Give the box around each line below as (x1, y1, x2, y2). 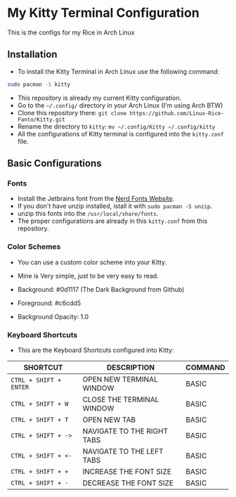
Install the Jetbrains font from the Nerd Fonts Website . (17, 195, 175, 203)
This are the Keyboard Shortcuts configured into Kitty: (17, 346, 174, 354)
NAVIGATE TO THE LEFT (82, 446, 164, 456)
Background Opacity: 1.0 (17, 312, 89, 321)
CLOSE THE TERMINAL (82, 394, 159, 404)
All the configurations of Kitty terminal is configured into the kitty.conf (17, 129, 224, 138)
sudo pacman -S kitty (7, 81, 71, 88)
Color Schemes (7, 242, 61, 252)
